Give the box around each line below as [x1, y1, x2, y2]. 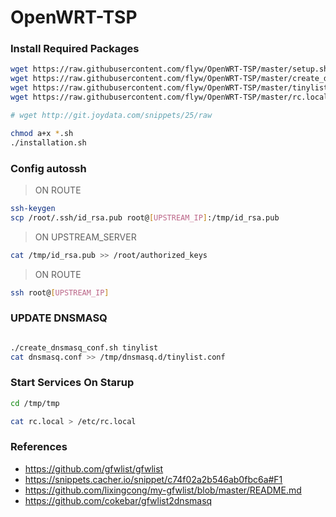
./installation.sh [10, 137, 87, 148]
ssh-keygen [10, 203, 56, 213]
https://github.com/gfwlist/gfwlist [24, 462, 164, 475]
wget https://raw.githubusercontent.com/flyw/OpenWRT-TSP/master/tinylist [10, 83, 329, 93]
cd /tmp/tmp [10, 398, 60, 408]
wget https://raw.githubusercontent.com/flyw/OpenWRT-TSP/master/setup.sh [10, 64, 329, 75]
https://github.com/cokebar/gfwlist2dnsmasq [24, 494, 213, 506]
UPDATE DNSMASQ [10, 311, 108, 325]
